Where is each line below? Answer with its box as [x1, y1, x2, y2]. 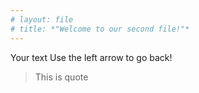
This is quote [34, 71, 89, 83]
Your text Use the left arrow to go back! [10, 51, 173, 63]
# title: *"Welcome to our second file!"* [10, 24, 190, 34]
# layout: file [10, 14, 74, 25]
